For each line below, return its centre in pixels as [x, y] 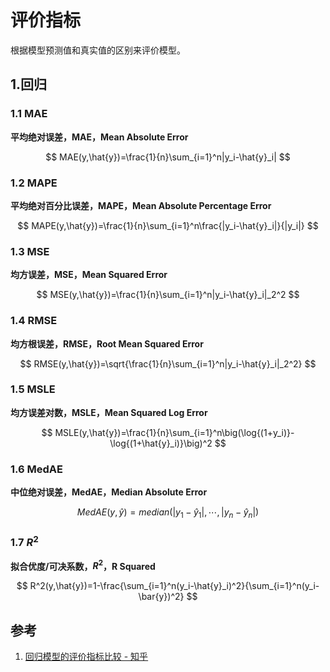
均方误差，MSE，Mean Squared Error [89, 275]
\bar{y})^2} [161, 597]
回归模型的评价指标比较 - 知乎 [86, 657]
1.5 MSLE [33, 389]
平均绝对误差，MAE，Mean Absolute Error [99, 137]
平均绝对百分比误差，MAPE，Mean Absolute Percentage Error [141, 205]
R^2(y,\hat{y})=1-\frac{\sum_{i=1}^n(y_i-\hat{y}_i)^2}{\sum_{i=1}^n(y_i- [174, 586]
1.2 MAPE [34, 183]
